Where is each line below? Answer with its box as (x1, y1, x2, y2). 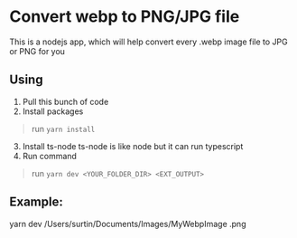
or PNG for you (9, 45, 66, 56)
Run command (22, 150, 77, 161)
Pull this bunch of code (22, 96, 109, 107)
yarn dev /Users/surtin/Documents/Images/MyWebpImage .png (9, 218, 246, 229)
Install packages (22, 106, 84, 117)
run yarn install (31, 123, 96, 134)
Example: (9, 195, 63, 210)
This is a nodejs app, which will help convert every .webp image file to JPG (9, 36, 288, 47)
